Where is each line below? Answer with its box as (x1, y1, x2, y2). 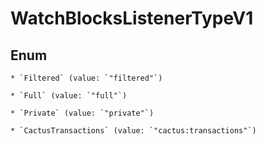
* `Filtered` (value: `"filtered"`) (10, 73, 163, 83)
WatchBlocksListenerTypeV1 (10, 7, 254, 30)
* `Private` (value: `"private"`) (10, 108, 155, 118)
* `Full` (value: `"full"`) (10, 91, 128, 101)
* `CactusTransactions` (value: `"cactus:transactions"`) (10, 126, 257, 136)
